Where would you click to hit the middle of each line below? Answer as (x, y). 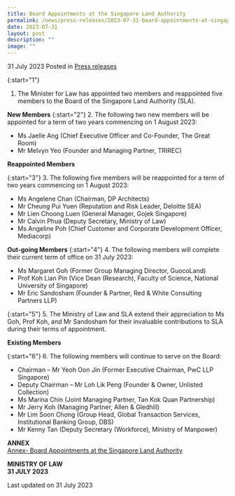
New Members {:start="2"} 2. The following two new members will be (108, 114)
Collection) (33, 392)
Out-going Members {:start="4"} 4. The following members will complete (113, 249)
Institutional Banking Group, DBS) (65, 422)
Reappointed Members (41, 164)
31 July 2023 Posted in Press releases (62, 66)
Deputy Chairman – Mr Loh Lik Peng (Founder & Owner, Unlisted (110, 384)
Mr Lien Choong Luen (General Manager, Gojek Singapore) (102, 214)
